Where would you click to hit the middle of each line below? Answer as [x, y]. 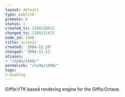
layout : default [22, 10]
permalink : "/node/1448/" [32, 65]
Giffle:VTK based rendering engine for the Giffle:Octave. [63, 89]
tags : [11, 70]
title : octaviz [21, 42]
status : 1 [15, 24]
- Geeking [15, 75]
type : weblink [20, 14]
